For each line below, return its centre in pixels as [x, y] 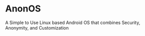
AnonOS [23, 9]
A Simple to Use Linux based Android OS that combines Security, [73, 22]
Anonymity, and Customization [37, 27]
